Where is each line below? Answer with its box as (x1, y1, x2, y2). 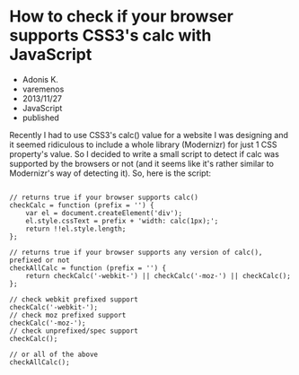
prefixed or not (9, 256, 70, 265)
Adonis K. (22, 74, 58, 84)
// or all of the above (9, 350, 99, 359)
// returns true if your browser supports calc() (9, 193, 199, 202)
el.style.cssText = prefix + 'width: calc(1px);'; (25, 216, 219, 225)
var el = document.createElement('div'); (25, 208, 182, 217)
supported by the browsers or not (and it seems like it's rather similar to (9, 158, 274, 169)
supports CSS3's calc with (9, 25, 212, 46)
